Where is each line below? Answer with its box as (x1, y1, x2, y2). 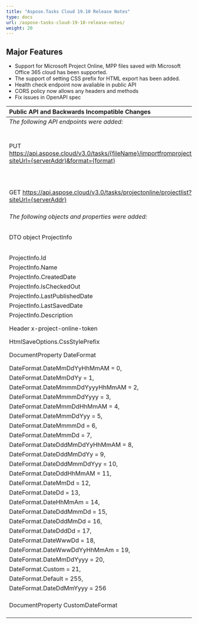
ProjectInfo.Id (9, 254, 47, 262)
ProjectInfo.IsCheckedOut (9, 283, 81, 291)
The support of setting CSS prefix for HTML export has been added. (14, 75, 181, 82)
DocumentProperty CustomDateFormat (9, 601, 118, 609)
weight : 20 (6, 25, 33, 31)
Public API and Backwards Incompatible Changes (9, 108, 151, 116)
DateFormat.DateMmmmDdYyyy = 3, (9, 393, 111, 401)
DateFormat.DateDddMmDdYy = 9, (9, 450, 106, 459)
